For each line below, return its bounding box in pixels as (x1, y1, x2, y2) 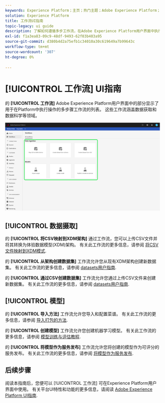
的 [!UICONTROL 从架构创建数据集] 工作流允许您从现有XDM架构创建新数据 (5, 258, 157, 264)
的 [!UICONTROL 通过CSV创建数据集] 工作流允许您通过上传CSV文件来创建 (5, 275, 156, 281)
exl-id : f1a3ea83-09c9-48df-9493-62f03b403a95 (5, 34, 102, 39)
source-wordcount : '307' (5, 49, 56, 54)
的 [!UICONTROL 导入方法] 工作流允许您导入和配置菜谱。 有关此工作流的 (5, 310, 152, 317)
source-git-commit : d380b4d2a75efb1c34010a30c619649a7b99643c (5, 39, 135, 44)
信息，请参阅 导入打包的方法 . (9, 317, 68, 323)
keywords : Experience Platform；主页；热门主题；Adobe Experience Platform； (5, 8, 161, 13)
